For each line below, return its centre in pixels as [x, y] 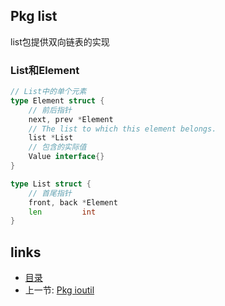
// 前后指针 [50, 110]
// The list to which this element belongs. [122, 129]
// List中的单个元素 [48, 92]
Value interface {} [66, 157]
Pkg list [34, 16]
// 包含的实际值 [57, 147]
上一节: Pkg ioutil [59, 290]
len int [62, 212]
